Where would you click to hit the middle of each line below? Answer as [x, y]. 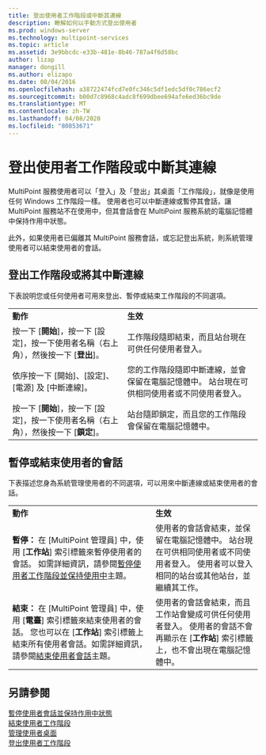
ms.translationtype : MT [47, 104]
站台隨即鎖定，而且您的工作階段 [187, 414]
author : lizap [32, 60]
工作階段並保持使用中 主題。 [80, 576]
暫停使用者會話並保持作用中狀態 [60, 713]
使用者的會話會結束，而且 [203, 603]
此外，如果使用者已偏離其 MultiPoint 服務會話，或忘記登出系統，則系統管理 [131, 238]
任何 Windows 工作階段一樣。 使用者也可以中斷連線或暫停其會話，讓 [120, 201]
